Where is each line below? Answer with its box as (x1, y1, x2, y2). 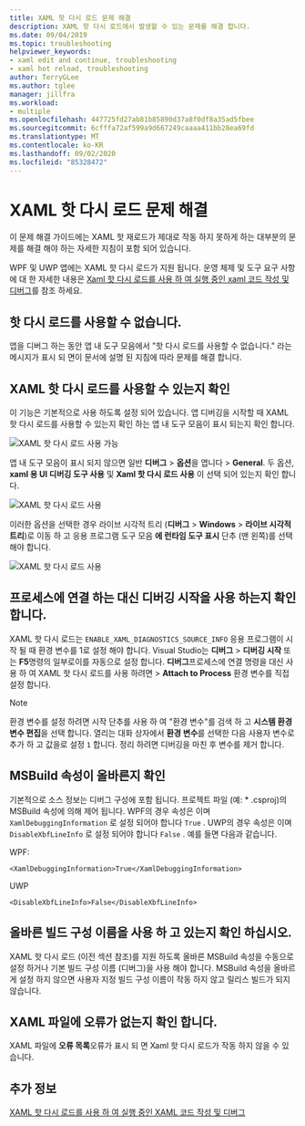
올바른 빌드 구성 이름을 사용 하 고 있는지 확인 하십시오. (9, 925, 293, 941)
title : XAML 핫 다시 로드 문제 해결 (9, 13, 132, 23)
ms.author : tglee (9, 81, 76, 90)
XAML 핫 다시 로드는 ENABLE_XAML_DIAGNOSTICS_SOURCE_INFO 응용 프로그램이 (9, 633, 284, 644)
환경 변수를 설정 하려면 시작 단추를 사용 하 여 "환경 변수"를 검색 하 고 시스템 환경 (9, 715, 293, 726)
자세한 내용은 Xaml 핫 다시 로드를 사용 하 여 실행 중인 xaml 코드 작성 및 (37, 274, 290, 285)
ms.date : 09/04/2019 (9, 30, 88, 39)
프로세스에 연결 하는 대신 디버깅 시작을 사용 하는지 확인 (9, 590, 297, 606)
